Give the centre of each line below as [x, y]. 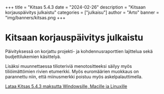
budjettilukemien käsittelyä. [33, 56]
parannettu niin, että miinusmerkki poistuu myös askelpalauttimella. [74, 77]
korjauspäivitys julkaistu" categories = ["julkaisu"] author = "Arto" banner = [82, 12]
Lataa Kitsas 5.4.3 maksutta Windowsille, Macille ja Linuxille [66, 86]
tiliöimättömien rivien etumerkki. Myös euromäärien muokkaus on [72, 71]
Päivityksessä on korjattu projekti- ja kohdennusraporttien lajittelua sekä [79, 51]
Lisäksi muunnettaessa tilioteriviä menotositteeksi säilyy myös [69, 66]
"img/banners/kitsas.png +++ [36, 18]
